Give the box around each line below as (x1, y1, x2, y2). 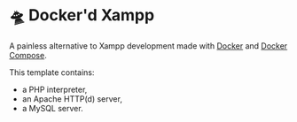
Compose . (9, 50, 47, 60)
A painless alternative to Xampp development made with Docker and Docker (9, 40, 288, 51)
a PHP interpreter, (21, 84, 88, 95)
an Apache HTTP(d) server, (21, 93, 122, 104)
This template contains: (9, 66, 95, 78)
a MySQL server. (21, 103, 83, 113)
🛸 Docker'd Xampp (9, 5, 155, 26)
